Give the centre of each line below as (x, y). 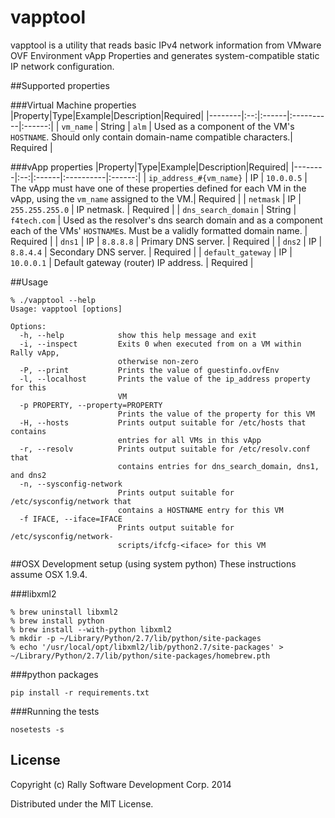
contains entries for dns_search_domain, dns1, (218, 466)
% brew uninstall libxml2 (64, 612)
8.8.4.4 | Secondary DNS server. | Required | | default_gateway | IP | (151, 252)
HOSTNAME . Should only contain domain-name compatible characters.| (151, 137)
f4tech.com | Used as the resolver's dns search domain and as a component (166, 220)
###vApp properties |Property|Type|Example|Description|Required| (149, 167)
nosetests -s (37, 729)
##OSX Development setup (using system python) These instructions (153, 563)
